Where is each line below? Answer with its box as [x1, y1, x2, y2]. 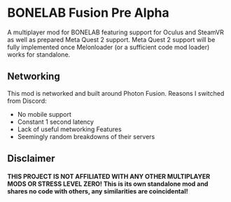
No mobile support [17, 110, 72, 118]
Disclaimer [7, 152, 55, 165]
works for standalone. [7, 50, 71, 59]
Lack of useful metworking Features [17, 124, 122, 134]
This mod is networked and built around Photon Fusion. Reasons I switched [7, 89, 225, 97]
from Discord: [7, 96, 47, 105]
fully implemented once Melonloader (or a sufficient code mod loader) [7, 43, 210, 51]
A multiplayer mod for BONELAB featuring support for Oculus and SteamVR [7, 28, 224, 36]
